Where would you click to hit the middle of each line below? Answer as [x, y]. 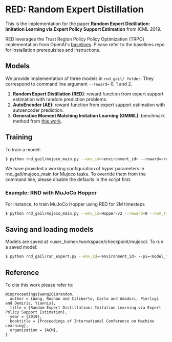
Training [19, 137]
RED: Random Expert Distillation [75, 9]
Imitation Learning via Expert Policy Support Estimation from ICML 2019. [83, 29]
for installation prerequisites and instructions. [53, 50]
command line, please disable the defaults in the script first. [68, 179]
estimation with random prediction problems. [60, 99]
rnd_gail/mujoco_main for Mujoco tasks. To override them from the [76, 174]
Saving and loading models [49, 229]
